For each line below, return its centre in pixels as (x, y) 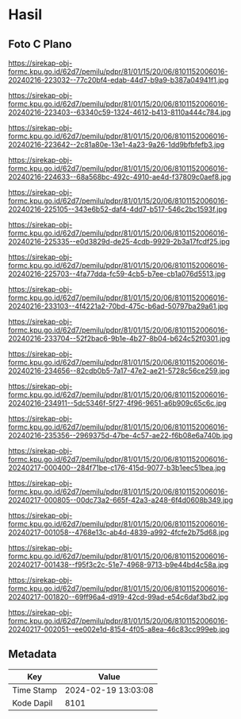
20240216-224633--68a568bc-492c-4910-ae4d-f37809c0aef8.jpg (120, 177)
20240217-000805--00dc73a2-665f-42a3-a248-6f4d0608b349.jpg (121, 500)
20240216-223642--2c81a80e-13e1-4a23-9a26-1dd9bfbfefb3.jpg (117, 144)
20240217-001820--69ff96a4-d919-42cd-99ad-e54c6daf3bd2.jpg (118, 597)
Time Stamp (35, 690)
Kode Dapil (33, 703)
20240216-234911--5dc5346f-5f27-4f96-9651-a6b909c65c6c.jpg (118, 403)
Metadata (33, 654)
